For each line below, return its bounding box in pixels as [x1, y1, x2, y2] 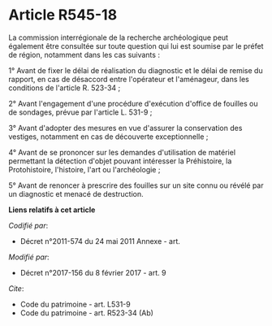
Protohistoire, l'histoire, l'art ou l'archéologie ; [8, 164, 161, 174]
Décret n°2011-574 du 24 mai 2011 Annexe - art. [19, 236, 181, 246]
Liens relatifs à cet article [8, 205, 96, 215]
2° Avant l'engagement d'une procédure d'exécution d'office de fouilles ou [8, 98, 258, 108]
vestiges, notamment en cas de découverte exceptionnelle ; [8, 132, 209, 141]
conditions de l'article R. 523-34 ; [8, 83, 121, 93]
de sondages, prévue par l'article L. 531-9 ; [8, 107, 153, 117]
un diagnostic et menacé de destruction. [8, 189, 144, 198]
